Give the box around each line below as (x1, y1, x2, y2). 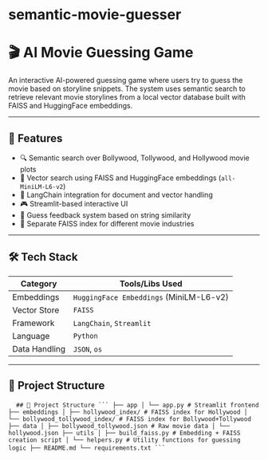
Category (20, 277, 57, 289)
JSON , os (73, 343, 102, 354)
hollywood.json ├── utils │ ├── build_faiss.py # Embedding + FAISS (8, 429, 241, 437)
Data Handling (12, 343, 66, 354)
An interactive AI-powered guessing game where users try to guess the (8, 76, 243, 85)
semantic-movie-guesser (8, 6, 182, 24)
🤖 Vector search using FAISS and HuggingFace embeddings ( (19, 173, 222, 183)
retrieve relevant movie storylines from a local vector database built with (8, 92, 246, 102)
